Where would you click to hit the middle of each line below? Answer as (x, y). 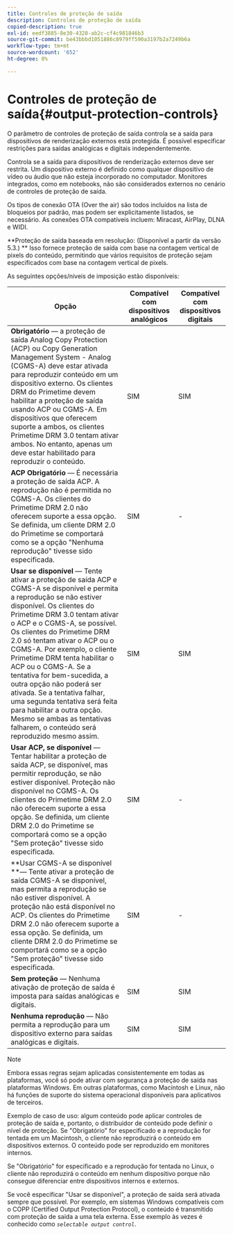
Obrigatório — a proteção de (58, 331)
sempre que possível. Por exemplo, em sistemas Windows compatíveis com (115, 1202)
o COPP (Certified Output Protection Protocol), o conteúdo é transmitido (110, 1209)
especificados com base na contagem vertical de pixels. (88, 262)
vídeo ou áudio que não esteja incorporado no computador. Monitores (107, 176)
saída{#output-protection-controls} (113, 114)
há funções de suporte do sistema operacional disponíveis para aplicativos (114, 1095)
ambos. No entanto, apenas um (61, 444)
